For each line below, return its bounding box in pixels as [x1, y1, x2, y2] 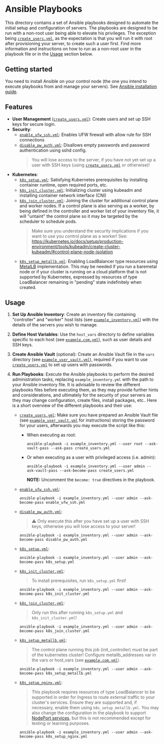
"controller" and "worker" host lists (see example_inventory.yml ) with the [12, 317, 159, 322]
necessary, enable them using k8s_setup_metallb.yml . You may [31, 705, 159, 711]
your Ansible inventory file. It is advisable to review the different [12, 382, 141, 388]
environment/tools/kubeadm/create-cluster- [31, 243, 121, 249]
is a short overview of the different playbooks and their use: [12, 402, 133, 408]
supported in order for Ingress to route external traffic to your [31, 694, 155, 700]
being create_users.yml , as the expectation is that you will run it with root [5, 35, 153, 41]
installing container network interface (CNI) [19, 192, 106, 198]
